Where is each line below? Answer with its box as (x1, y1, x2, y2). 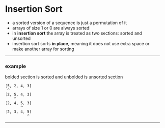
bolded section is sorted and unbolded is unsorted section (5, 74, 123, 80)
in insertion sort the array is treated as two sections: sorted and (12, 30, 142, 36)
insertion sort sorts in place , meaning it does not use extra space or (12, 40, 150, 46)
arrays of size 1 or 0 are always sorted (12, 25, 90, 31)
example (5, 63, 26, 69)
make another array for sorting (12, 46, 75, 52)
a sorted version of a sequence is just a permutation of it (12, 20, 127, 26)
